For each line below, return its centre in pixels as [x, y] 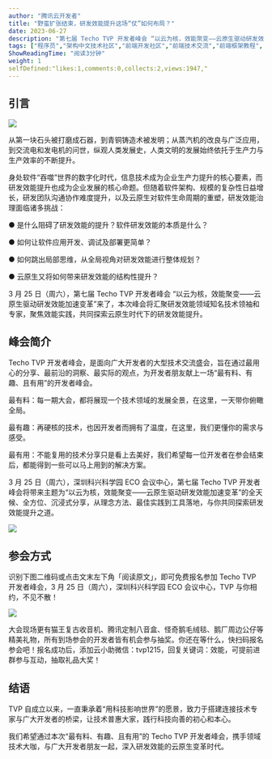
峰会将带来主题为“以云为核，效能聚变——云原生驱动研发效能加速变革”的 [129, 492]
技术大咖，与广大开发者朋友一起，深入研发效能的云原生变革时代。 [118, 746]
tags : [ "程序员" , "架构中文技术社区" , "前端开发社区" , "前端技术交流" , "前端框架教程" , [136, 46]
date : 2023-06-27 [38, 31]
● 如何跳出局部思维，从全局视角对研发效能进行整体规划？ [105, 259]
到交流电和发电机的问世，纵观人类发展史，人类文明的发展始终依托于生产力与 [136, 150]
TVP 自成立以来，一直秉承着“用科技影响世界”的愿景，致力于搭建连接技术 [130, 709]
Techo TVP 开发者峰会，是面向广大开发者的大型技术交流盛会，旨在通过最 [131, 363]
